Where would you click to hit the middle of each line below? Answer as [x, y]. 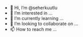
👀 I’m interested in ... [31, 13]
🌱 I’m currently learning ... [37, 18]
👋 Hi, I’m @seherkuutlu [34, 8]
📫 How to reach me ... [33, 29]
